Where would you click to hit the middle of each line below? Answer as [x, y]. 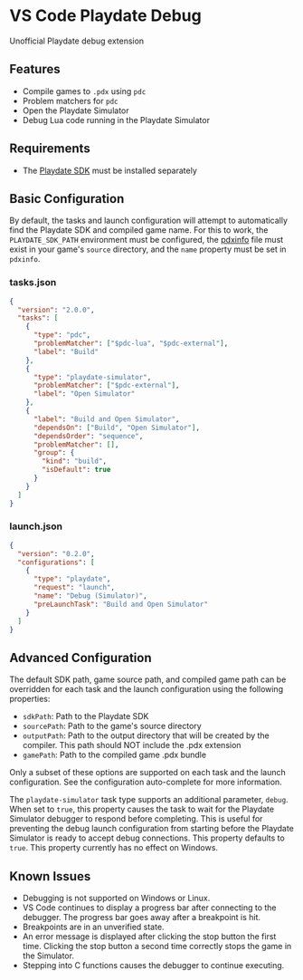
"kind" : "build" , [74, 461]
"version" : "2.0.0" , [56, 310]
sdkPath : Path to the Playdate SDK [85, 716]
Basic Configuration [67, 199]
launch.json [36, 526]
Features [35, 69]
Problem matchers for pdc [70, 101]
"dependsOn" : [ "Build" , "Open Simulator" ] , [117, 428]
